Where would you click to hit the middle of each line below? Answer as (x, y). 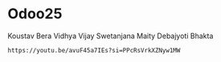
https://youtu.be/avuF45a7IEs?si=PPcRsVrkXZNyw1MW (94, 50)
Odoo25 (35, 14)
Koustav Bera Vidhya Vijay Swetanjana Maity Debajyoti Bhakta (110, 36)
